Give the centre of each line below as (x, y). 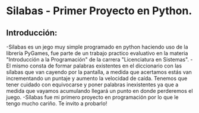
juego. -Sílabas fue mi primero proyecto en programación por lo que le (92, 97)
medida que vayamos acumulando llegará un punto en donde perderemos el (99, 91)
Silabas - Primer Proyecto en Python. (99, 11)
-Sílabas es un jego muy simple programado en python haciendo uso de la (97, 47)
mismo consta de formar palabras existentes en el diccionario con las (97, 66)
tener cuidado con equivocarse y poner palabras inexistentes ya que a (92, 85)
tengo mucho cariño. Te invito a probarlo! (57, 104)
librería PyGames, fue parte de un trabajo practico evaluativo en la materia (97, 53)
